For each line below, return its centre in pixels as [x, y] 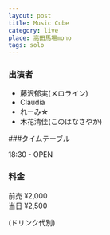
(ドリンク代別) [32, 222]
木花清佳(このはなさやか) [61, 122]
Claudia [32, 102]
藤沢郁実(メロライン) [54, 93]
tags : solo [26, 45]
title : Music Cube [39, 23]
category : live [33, 30]
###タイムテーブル [39, 139]
